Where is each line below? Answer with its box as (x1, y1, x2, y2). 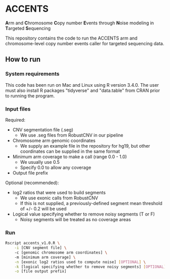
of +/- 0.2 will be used (20, 205, 67, 212)
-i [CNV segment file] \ (14, 246, 67, 251)
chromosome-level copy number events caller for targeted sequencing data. (5, 40, 164, 46)
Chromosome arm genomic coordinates (12, 137, 96, 144)
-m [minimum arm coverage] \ (14, 255, 76, 260)
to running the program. (5, 92, 55, 99)
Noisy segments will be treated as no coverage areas (20, 216, 131, 222)
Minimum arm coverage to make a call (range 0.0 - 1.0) (12, 153, 127, 160)
